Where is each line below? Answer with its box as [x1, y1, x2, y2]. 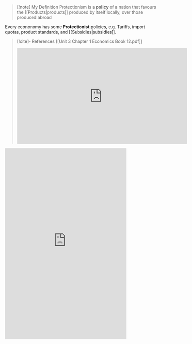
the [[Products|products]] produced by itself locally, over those [16, 9, 143, 15]
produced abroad [16, 15, 52, 20]
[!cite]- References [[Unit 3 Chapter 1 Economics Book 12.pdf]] [16, 38, 142, 44]
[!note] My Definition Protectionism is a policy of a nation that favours [16, 4, 157, 10]
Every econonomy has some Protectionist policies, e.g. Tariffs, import [5, 24, 145, 30]
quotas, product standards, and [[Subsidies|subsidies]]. [5, 29, 116, 35]
